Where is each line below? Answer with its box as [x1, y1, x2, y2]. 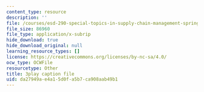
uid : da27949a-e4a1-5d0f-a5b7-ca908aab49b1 [6, 76, 118, 82]
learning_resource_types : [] [6, 48, 80, 54]
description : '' [6, 15, 47, 21]
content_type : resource [6, 8, 67, 15]
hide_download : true [6, 37, 59, 43]
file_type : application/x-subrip [6, 31, 91, 38]
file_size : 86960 [6, 25, 50, 32]
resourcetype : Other [6, 65, 59, 71]
